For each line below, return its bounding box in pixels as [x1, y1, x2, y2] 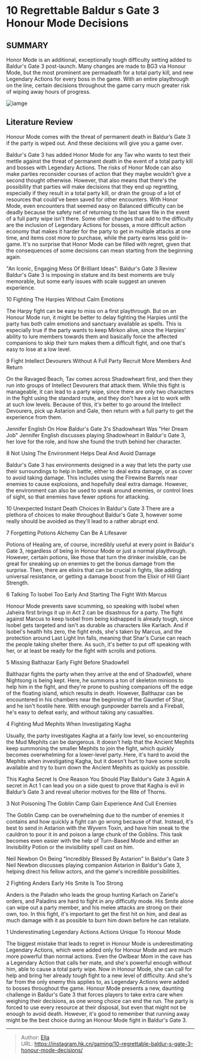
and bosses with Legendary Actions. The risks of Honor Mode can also [6, 163, 181, 171]
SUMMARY [6, 40, 49, 50]
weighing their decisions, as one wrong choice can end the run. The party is [6, 997, 194, 1004]
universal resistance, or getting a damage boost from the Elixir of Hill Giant [6, 572, 190, 580]
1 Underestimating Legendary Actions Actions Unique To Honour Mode [6, 928, 181, 935]
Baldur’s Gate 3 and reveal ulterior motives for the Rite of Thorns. [6, 788, 167, 795]
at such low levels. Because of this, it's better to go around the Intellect [6, 401, 181, 408]
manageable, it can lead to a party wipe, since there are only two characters [6, 388, 194, 395]
